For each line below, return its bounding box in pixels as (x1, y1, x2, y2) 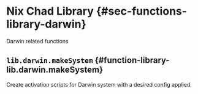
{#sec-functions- (96, 4, 188, 18)
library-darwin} (6, 17, 87, 31)
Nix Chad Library (6, 4, 94, 18)
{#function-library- (94, 55, 170, 65)
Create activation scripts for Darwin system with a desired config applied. (6, 81, 192, 88)
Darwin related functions (6, 37, 69, 45)
